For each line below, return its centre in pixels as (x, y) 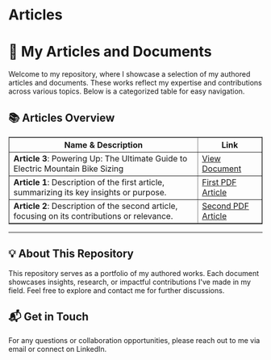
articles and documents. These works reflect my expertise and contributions (135, 83)
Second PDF (225, 206)
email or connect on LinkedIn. (58, 349)
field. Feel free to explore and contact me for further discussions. (117, 290)
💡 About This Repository (71, 254)
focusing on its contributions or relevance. (93, 216)
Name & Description (104, 144)
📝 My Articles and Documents (110, 52)
